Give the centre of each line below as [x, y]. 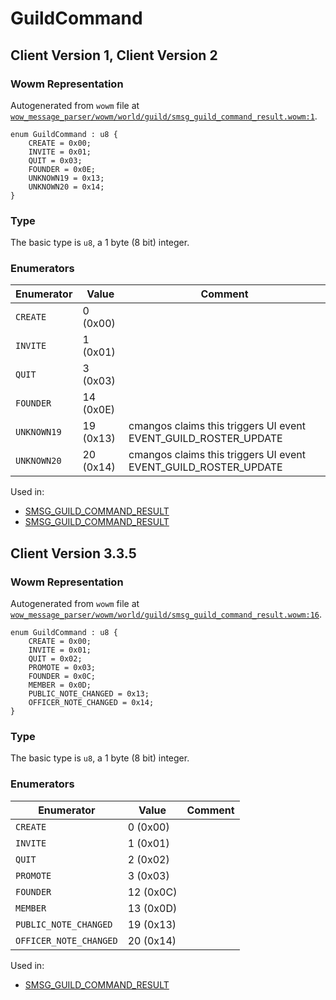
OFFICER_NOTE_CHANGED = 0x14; [91, 703]
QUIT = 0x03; [55, 160]
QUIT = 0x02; [55, 659]
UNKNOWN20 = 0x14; [66, 187]
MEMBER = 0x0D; [60, 685]
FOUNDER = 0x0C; [62, 677]
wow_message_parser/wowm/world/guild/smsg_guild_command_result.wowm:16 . [166, 614]
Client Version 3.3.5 [73, 553]
